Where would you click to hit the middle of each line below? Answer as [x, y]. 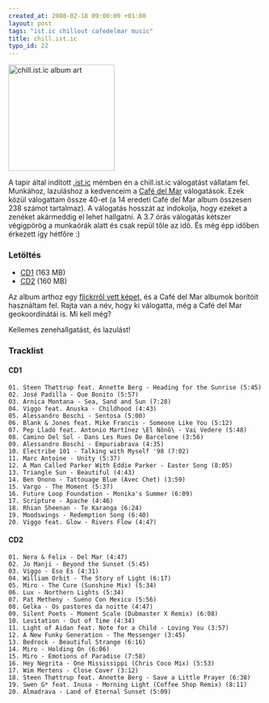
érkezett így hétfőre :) [44, 234]
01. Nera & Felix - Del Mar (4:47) [68, 557]
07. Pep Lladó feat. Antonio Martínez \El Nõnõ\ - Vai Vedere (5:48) [128, 430]
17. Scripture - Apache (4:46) [61, 501]
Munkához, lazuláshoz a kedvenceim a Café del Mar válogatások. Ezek [126, 191]
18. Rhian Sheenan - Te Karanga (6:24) [76, 508]
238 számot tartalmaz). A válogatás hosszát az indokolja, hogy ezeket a [128, 208]
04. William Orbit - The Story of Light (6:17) [90, 578]
